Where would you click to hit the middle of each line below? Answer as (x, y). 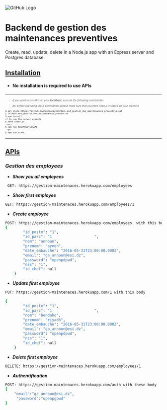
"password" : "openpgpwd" (41, 399)
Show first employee (34, 195)
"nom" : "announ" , (41, 242)
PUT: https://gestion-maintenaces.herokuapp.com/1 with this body (75, 292)
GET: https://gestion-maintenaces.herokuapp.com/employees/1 (70, 204)
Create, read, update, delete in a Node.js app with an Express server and (80, 52)
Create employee (30, 214)
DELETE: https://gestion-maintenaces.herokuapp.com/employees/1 (73, 366)
